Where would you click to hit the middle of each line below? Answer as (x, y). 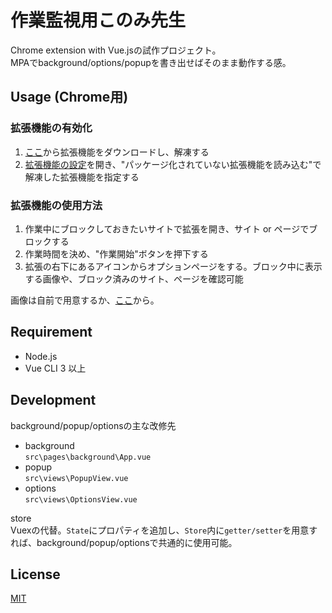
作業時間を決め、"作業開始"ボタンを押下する (116, 253)
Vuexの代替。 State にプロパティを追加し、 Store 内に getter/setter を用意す (164, 530)
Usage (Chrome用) (69, 97)
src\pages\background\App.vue (88, 457)
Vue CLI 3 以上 (55, 368)
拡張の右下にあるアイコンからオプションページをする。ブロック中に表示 (173, 266)
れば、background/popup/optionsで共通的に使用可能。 (124, 542)
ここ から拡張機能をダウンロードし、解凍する (117, 152)
